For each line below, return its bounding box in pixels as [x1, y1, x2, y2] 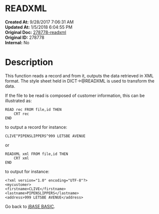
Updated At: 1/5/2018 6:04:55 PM [5, 24, 73, 30]
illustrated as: [5, 98, 32, 104]
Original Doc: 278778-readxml [5, 29, 66, 35]
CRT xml [14, 156, 29, 160]
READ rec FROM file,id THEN [5, 107, 62, 112]
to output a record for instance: [5, 124, 67, 130]
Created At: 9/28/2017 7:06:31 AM [5, 19, 74, 25]
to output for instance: [5, 168, 49, 174]
